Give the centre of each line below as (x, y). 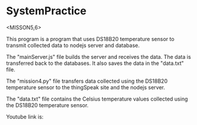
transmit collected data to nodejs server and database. (73, 45)
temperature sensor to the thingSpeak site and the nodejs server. (85, 87)
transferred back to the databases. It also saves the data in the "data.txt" (95, 63)
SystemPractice (46, 11)
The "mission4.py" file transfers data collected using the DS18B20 (87, 81)
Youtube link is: (25, 117)
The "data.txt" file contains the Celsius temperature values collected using (97, 99)
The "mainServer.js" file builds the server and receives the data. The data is (99, 57)
